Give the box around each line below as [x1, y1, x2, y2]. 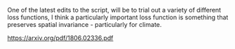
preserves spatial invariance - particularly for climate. [7, 21, 162, 28]
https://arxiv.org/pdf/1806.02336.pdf [7, 34, 114, 42]
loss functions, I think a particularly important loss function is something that [7, 13, 229, 21]
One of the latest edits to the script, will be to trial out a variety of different [7, 6, 222, 14]
